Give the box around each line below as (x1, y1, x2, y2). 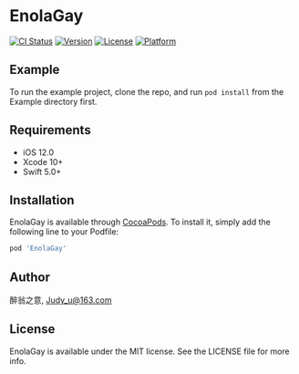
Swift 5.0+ (22, 166, 62, 177)
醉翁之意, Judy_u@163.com (9, 295, 112, 306)
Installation (9, 192, 75, 208)
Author (9, 269, 50, 285)
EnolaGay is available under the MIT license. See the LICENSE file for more (9, 346, 290, 357)
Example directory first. (9, 96, 98, 107)
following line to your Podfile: (9, 226, 119, 237)
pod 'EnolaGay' (9, 244, 67, 254)
